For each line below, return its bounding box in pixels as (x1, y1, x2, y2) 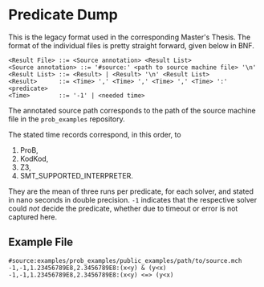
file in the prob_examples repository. (8, 114, 126, 124)
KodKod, (19, 154, 49, 163)
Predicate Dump (8, 6, 118, 24)
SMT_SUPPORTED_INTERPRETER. (19, 170, 134, 180)
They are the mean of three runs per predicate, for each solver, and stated (8, 187, 254, 196)
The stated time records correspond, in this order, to (8, 129, 182, 139)
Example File (8, 236, 74, 249)
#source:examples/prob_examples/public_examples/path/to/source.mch (8, 256, 242, 264)
